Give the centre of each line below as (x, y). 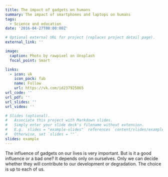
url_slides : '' (21, 102)
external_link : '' (24, 42)
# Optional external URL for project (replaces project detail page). (80, 37)
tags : (11, 19)
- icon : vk (21, 74)
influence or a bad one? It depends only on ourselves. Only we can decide (82, 158)
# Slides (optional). (28, 115)
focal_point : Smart (30, 60)
